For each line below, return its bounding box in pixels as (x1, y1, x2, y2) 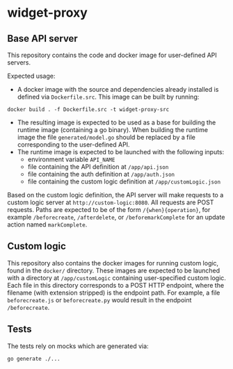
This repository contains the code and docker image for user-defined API (7, 51, 217, 59)
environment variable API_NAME (27, 155, 115, 163)
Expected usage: (7, 72, 56, 80)
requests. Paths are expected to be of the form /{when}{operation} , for (7, 206, 211, 213)
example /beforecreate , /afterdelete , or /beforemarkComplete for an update (7, 213, 225, 221)
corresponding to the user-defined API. (17, 140, 130, 149)
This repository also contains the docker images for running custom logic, (7, 259, 219, 267)
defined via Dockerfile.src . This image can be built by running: (17, 92, 200, 101)
